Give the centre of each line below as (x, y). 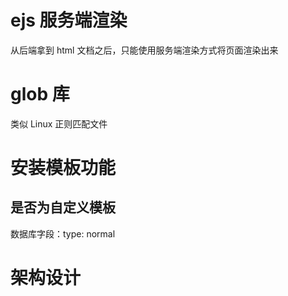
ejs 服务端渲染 (69, 20)
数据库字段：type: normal (63, 233)
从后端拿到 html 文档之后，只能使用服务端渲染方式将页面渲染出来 (144, 50)
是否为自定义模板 (63, 207)
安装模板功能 (63, 168)
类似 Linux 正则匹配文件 (59, 123)
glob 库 (40, 94)
